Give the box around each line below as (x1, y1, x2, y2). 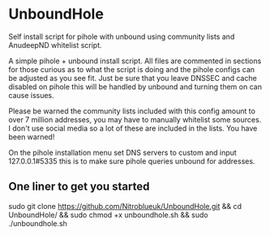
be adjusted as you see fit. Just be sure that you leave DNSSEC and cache (8, 73, 257, 83)
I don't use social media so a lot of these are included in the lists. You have (8, 123, 258, 133)
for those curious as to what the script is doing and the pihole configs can (8, 64, 255, 74)
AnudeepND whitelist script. (8, 40, 103, 49)
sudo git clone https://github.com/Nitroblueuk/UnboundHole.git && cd (8, 201, 242, 211)
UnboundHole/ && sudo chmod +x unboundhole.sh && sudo (8, 210, 208, 220)
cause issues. (8, 90, 54, 100)
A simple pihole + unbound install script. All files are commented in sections (8, 56, 262, 66)
